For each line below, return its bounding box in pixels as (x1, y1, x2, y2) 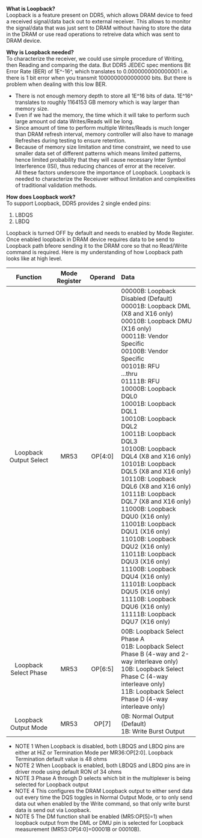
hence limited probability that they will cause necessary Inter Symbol (14, 156, 186, 163)
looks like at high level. (6, 255, 63, 262)
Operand (89, 273, 115, 281)
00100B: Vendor (121, 347, 168, 355)
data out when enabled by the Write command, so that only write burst (14, 800, 190, 807)
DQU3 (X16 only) (121, 557, 171, 566)
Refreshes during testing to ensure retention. (14, 137, 126, 144)
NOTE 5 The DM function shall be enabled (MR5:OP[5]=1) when (14, 813, 173, 820)
